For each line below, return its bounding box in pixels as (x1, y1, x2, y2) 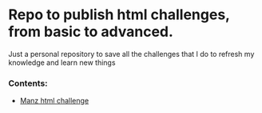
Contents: (8, 78, 48, 89)
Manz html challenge (19, 96, 89, 106)
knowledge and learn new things (8, 58, 116, 67)
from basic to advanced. (8, 22, 174, 41)
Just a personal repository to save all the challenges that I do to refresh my (8, 49, 255, 59)
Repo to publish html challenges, (8, 6, 230, 24)
